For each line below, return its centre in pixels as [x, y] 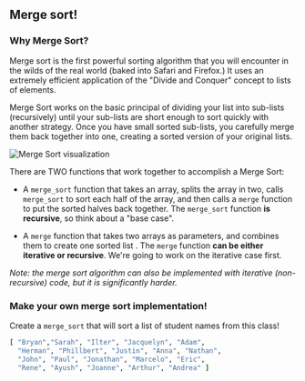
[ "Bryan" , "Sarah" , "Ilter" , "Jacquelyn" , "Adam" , [107, 342]
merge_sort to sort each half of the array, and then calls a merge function [158, 198]
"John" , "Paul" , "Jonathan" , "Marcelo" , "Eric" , [112, 359]
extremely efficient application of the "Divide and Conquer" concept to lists [150, 80]
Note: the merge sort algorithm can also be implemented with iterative [141, 273]
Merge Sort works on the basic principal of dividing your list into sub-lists [147, 107]
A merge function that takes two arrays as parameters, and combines [151, 236]
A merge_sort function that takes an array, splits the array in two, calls [153, 189]
